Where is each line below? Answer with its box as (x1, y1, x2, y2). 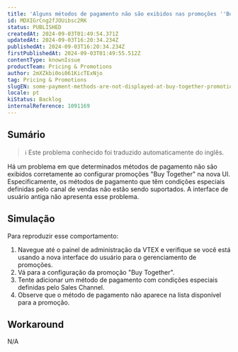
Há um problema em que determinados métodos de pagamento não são (7, 162, 217, 171)
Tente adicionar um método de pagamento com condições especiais (17, 276, 218, 284)
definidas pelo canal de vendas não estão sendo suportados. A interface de (7, 185, 229, 193)
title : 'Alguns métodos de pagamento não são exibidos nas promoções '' (7, 10, 227, 18)
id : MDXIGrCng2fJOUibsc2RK (7, 17, 87, 24)
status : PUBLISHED (7, 23, 62, 30)
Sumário (7, 129, 46, 141)
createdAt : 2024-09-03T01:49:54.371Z (7, 30, 119, 38)
